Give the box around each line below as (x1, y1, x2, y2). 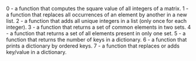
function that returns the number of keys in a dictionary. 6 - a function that (6, 36, 187, 43)
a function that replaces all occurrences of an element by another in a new (6, 11, 187, 18)
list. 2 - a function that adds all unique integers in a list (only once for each (6, 18, 187, 24)
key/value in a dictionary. (6, 49, 67, 55)
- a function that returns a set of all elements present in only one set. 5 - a (6, 30, 186, 37)
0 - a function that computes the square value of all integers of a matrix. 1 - (6, 5, 189, 12)
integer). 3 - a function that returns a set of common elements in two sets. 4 (6, 23, 191, 30)
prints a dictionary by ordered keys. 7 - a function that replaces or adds (6, 42, 180, 49)
